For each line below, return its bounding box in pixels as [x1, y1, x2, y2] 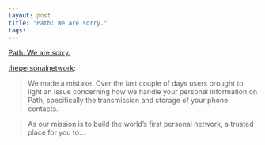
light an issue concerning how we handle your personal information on [27, 87, 258, 97]
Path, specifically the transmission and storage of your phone [27, 96, 229, 105]
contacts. [27, 104, 59, 113]
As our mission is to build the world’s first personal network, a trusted [27, 120, 255, 129]
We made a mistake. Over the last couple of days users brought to [27, 78, 244, 88]
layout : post [8, 11, 51, 20]
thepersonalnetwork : [8, 63, 77, 73]
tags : [8, 26, 26, 34]
